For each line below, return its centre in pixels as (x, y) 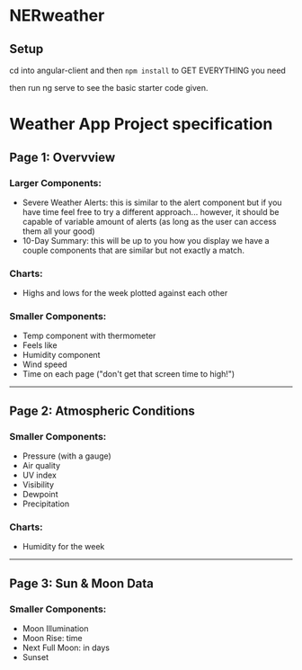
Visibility (38, 485)
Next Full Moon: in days (66, 648)
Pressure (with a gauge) (67, 456)
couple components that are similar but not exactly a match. (133, 250)
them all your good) (59, 231)
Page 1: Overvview (62, 157)
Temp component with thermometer (89, 336)
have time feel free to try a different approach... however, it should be (151, 211)
